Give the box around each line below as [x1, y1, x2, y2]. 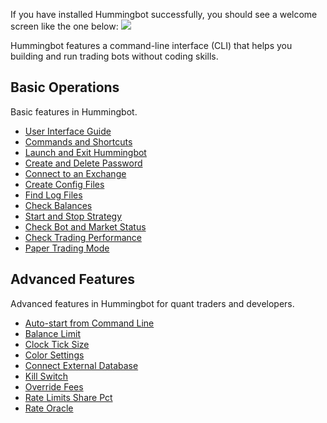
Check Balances [24, 199, 93, 211]
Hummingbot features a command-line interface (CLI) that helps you [10, 40, 293, 51]
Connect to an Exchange [24, 167, 127, 179]
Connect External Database [24, 359, 139, 371]
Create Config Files [24, 178, 105, 190]
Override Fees [24, 380, 84, 393]
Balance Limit [24, 327, 81, 339]
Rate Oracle [24, 402, 74, 414]
